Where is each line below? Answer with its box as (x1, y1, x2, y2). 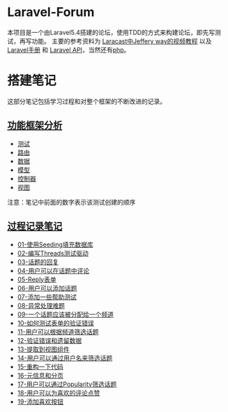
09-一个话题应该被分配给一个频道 (17, 310, 114, 318)
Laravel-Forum (7, 4, 95, 20)
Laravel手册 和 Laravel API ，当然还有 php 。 (7, 45, 130, 54)
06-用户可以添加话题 (17, 284, 77, 292)
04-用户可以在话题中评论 (17, 266, 90, 274)
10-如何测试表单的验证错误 (17, 318, 94, 327)
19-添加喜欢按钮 (17, 397, 64, 406)
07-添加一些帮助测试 (17, 293, 77, 301)
